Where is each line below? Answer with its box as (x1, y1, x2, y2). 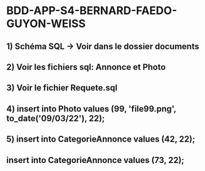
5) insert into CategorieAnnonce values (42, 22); (6, 134, 196, 145)
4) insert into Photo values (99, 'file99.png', (6, 104, 176, 114)
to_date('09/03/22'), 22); (6, 113, 105, 123)
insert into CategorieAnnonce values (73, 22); (6, 154, 185, 165)
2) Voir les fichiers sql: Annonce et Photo (6, 62, 166, 72)
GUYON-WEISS (6, 17, 86, 31)
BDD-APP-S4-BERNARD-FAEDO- (6, 4, 177, 18)
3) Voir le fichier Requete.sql (6, 83, 118, 93)
